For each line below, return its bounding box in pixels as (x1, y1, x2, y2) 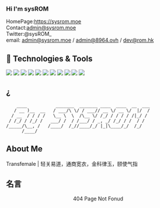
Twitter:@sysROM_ (6, 30, 52, 37)
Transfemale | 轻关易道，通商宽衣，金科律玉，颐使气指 (6, 160, 138, 167)
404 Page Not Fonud (72, 195, 124, 202)
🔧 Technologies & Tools (6, 53, 93, 63)
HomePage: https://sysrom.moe (6, 18, 82, 25)
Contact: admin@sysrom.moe (6, 24, 76, 31)
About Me (6, 144, 43, 154)
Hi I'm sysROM (6, 5, 49, 13)
